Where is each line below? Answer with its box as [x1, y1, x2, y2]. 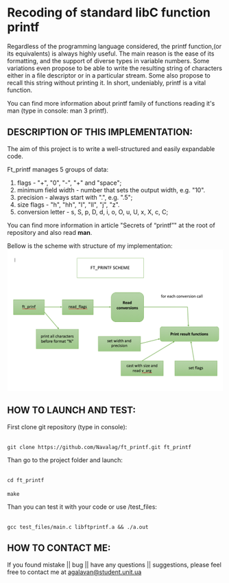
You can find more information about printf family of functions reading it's [7, 99, 215, 107]
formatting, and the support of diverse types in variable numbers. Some [7, 56, 210, 65]
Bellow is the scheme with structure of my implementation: [7, 242, 173, 250]
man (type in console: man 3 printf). [7, 106, 108, 115]
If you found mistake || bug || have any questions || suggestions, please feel [7, 560, 221, 569]
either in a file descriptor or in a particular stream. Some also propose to [7, 71, 210, 80]
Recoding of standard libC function [7, 5, 211, 21]
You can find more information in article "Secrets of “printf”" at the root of [7, 221, 216, 229]
